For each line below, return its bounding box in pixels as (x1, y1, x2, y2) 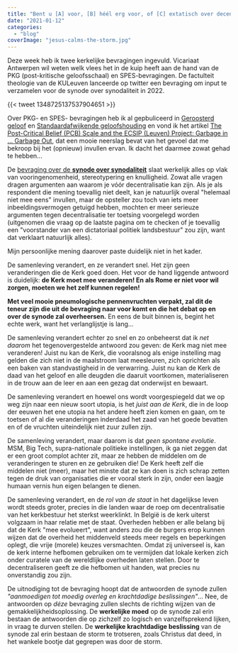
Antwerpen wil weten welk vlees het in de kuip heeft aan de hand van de (7, 64, 220, 72)
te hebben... (7, 152, 42, 160)
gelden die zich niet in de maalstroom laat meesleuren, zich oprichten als (7, 356, 221, 365)
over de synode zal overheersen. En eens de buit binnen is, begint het (7, 312, 215, 321)
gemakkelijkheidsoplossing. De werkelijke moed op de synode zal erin (7, 608, 214, 616)
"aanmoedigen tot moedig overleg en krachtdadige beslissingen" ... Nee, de (7, 592, 228, 600)
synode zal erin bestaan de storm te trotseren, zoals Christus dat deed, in (7, 630, 222, 639)
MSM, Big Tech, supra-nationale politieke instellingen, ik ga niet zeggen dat (7, 444, 228, 453)
